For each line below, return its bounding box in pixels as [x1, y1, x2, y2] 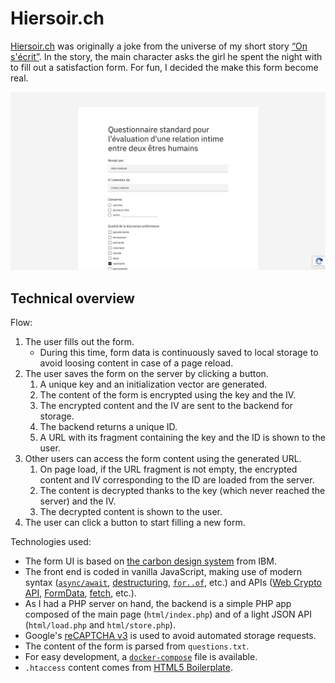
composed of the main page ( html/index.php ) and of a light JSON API [24, 608, 312, 621]
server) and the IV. [39, 495, 117, 507]
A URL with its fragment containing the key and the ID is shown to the [39, 432, 326, 444]
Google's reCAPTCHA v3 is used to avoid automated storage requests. [24, 630, 317, 642]
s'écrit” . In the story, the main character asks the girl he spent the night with [10, 50, 323, 62]
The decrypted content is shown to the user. [39, 506, 223, 518]
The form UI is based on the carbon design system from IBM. [24, 555, 277, 567]
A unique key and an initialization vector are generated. [39, 378, 268, 391]
